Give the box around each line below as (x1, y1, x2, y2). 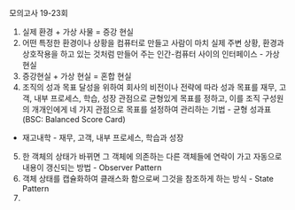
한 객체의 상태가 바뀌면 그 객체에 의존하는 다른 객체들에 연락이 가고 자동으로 (21, 152, 283, 161)
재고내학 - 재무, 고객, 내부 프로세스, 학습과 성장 (21, 132, 184, 143)
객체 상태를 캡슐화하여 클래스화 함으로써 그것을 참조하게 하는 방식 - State (21, 174, 275, 183)
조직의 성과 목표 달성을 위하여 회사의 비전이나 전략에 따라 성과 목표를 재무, (21, 82, 277, 92)
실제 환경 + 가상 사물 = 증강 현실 (21, 27, 135, 37)
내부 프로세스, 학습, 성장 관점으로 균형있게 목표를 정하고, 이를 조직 (34, 93, 260, 104)
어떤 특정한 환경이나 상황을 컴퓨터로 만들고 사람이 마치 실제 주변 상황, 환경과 (21, 38, 285, 48)
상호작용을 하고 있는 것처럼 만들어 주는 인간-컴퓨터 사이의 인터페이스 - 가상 (21, 49, 281, 59)
